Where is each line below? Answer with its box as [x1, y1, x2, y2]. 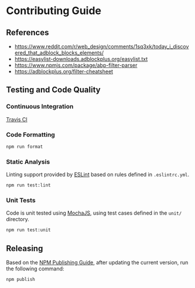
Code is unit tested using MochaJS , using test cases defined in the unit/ [6, 209, 182, 216]
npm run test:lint [6, 182, 51, 188]
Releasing [6, 243, 43, 253]
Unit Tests [6, 196, 36, 204]
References [6, 28, 49, 38]
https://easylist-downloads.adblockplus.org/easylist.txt [14, 56, 148, 62]
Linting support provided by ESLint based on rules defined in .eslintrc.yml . [6, 171, 190, 178]
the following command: [6, 265, 64, 272]
